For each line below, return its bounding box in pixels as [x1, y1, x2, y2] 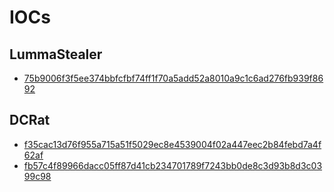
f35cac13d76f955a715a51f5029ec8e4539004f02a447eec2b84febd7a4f [23, 138, 322, 150]
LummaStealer [9, 46, 103, 63]
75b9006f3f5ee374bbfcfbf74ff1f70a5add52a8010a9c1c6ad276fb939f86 [23, 72, 324, 84]
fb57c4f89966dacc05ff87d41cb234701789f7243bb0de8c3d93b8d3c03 [23, 159, 323, 171]
